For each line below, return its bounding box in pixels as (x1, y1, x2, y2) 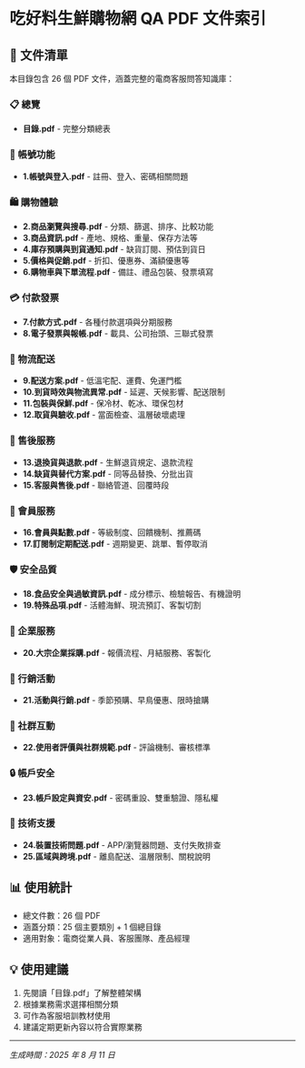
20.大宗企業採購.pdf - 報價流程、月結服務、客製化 (22, 647, 212, 658)
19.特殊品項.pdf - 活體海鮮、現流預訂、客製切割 (22, 599, 202, 610)
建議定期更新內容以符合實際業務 (22, 1022, 143, 1033)
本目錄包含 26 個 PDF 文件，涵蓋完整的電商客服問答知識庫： (9, 74, 235, 84)
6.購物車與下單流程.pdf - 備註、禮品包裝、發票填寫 (22, 266, 214, 277)
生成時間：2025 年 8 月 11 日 (9, 1050, 115, 1061)
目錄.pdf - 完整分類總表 (22, 124, 112, 135)
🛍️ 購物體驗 (9, 196, 59, 208)
